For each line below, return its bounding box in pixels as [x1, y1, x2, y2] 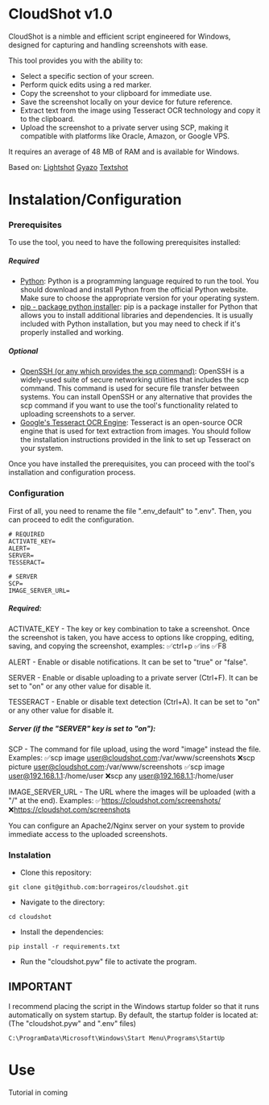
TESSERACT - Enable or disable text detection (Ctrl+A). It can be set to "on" [8, 697, 260, 706]
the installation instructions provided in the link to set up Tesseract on [19, 435, 251, 445]
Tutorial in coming [8, 1087, 68, 1097]
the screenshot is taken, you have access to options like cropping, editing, [8, 632, 255, 642]
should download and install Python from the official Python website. [19, 285, 248, 295]
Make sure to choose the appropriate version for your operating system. [19, 293, 259, 303]
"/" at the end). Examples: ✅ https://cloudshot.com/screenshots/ [8, 795, 221, 805]
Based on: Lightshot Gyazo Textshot [8, 162, 129, 172]
